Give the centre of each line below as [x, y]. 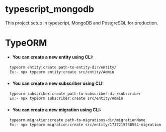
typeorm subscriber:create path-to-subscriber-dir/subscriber [75, 94]
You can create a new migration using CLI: [57, 110]
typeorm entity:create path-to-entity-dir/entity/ [63, 67]
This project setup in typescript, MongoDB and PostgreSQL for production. [82, 23]
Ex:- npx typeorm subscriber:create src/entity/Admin [66, 99]
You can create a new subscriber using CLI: [58, 83]
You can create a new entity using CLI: [53, 57]
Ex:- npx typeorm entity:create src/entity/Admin [62, 72]
